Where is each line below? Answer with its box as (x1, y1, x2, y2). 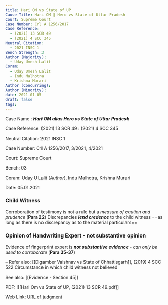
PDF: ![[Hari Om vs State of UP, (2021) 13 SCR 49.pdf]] (5, 284, 119, 290)
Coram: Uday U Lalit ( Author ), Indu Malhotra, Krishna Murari (5, 175, 131, 181)
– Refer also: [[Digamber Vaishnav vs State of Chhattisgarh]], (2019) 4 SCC (5, 259, 162, 265)
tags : (5, 102, 17, 107)
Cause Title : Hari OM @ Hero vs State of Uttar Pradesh (5, 12, 125, 17)
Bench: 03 (5, 165, 27, 171)
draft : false (5, 97, 33, 102)
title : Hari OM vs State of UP (5, 7, 71, 13)
